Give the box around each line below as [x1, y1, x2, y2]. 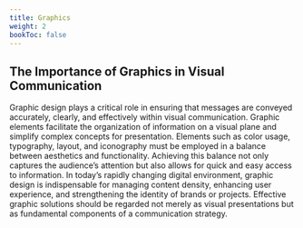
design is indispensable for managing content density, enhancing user [9, 179, 272, 191]
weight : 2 [9, 22, 47, 31]
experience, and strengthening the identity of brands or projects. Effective [9, 189, 287, 200]
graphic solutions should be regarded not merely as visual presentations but [9, 199, 295, 210]
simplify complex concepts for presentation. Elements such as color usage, [9, 131, 290, 142]
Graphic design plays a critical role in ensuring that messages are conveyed [9, 102, 293, 114]
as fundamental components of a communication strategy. [9, 208, 229, 219]
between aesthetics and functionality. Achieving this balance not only [9, 151, 269, 162]
